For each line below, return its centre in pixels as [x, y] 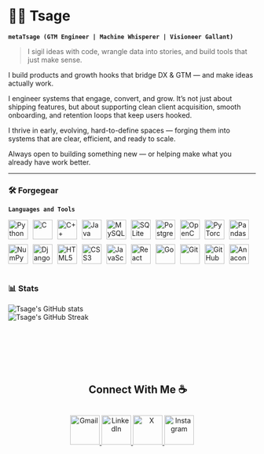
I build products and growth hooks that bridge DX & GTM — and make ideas [131, 74]
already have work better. [49, 162]
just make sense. [55, 60]
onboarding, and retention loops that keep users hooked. [100, 115]
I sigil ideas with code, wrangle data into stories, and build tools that [137, 51]
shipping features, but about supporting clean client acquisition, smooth [125, 107]
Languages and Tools [42, 210]
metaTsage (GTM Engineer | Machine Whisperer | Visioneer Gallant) [121, 37]
